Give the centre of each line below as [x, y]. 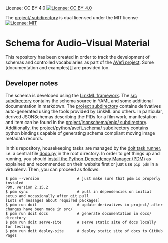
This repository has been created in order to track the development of [77, 57]
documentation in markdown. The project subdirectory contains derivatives [83, 106]
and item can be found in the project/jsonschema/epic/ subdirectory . [76, 122]
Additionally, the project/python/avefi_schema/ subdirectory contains [77, 128]
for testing [18, 227]
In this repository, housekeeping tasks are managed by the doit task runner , [83, 148]
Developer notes [32, 84]
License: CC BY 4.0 [25, 8]
